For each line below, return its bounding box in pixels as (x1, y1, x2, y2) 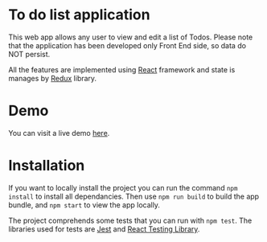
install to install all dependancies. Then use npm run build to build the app (8, 191, 260, 201)
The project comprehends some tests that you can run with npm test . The (8, 215, 253, 225)
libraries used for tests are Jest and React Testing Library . (8, 224, 200, 234)
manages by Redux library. (8, 73, 97, 83)
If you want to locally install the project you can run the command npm (8, 183, 238, 192)
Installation (8, 157, 85, 174)
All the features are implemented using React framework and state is (8, 64, 236, 74)
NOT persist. (8, 49, 51, 59)
